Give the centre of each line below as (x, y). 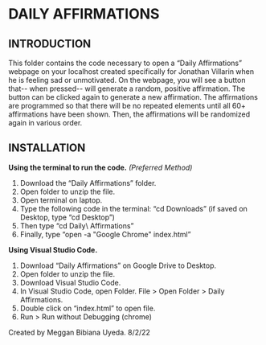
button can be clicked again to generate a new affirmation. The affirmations (133, 97)
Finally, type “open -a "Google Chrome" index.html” (105, 234)
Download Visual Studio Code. (70, 282)
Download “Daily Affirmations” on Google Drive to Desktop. (118, 265)
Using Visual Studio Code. (53, 249)
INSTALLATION (47, 148)
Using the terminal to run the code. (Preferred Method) (100, 167)
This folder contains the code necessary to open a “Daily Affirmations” (125, 63)
